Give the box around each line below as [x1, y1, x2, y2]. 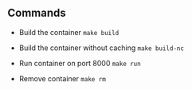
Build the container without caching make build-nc [18, 43, 185, 53]
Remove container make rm [18, 73, 107, 83]
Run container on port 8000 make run [18, 58, 141, 68]
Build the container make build [18, 27, 120, 37]
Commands [7, 6, 67, 20]
